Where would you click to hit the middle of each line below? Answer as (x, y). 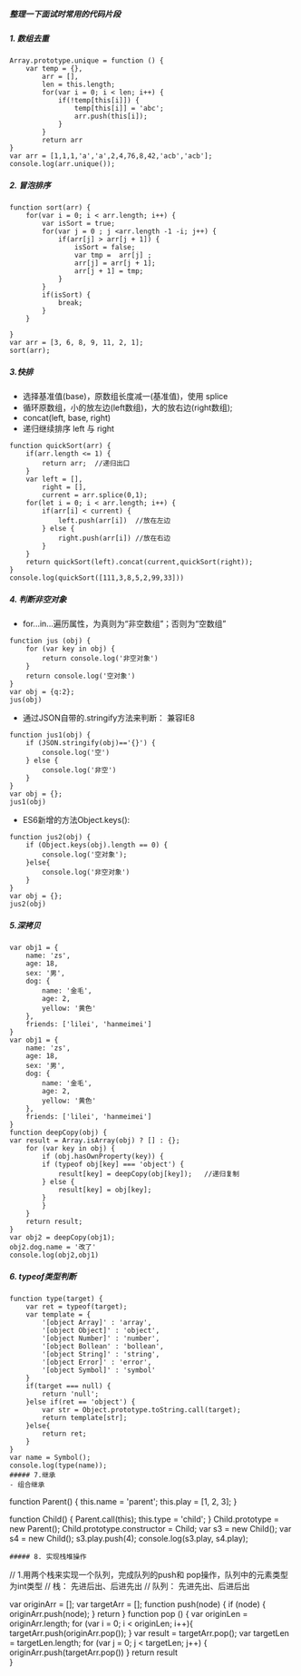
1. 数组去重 (29, 38)
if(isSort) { (67, 295)
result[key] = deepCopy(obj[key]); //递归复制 (149, 1174)
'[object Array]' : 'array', (97, 1323)
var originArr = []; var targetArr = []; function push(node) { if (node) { (137, 1604)
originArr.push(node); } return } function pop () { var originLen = (129, 1614)
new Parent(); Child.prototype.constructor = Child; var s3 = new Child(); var (150, 1529)
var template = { (58, 1315)
